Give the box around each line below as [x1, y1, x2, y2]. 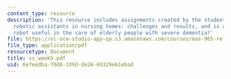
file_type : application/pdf [7, 42, 88, 49]
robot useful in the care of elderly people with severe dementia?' [13, 29, 214, 36]
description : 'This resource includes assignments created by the [7, 16, 201, 23]
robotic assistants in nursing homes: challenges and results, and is [13, 23, 220, 30]
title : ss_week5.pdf [7, 55, 67, 62]
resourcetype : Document [7, 49, 76, 56]
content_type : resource [7, 10, 76, 17]
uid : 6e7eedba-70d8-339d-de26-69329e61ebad [7, 61, 134, 68]
